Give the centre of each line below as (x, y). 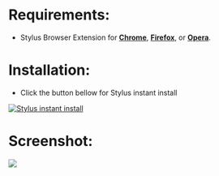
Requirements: (59, 15)
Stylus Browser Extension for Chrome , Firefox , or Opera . (115, 37)
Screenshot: (51, 142)
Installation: (49, 70)
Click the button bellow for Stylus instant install (99, 92)
